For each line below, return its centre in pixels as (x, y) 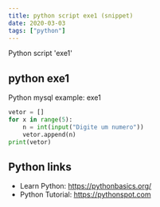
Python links (40, 167)
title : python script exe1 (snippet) (71, 16)
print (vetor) (30, 142)
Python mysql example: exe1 (55, 98)
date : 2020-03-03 (37, 23)
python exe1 (39, 78)
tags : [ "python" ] (37, 30)
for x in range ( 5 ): (41, 120)
